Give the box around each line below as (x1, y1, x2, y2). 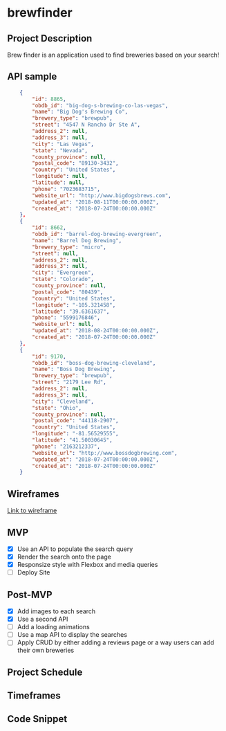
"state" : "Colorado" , (32, 276, 95, 283)
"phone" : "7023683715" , (32, 186, 100, 192)
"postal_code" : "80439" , (32, 289, 104, 296)
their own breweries (17, 646, 75, 655)
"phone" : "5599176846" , (32, 314, 100, 321)
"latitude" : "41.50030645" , (32, 437, 113, 444)
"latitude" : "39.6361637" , (32, 308, 110, 315)
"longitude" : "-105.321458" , (32, 301, 116, 309)
